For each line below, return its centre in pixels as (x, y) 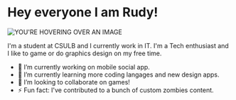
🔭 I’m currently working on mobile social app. (84, 67)
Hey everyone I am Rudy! (83, 12)
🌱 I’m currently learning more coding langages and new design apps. (118, 74)
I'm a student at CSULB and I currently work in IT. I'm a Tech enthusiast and (118, 45)
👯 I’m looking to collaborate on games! (74, 82)
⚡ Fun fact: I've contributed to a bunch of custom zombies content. (116, 90)
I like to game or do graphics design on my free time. (85, 53)
